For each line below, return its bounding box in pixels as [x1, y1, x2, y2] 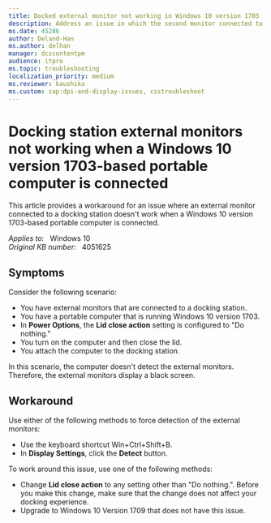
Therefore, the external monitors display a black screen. [8, 371, 196, 380]
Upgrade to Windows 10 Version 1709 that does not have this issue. [19, 505, 246, 515]
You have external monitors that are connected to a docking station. [19, 303, 247, 313]
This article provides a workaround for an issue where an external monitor [8, 200, 256, 211]
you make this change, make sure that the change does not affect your [19, 488, 257, 498]
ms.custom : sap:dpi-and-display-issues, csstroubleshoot [8, 87, 205, 96]
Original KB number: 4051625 [8, 242, 112, 252]
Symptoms [8, 265, 65, 280]
